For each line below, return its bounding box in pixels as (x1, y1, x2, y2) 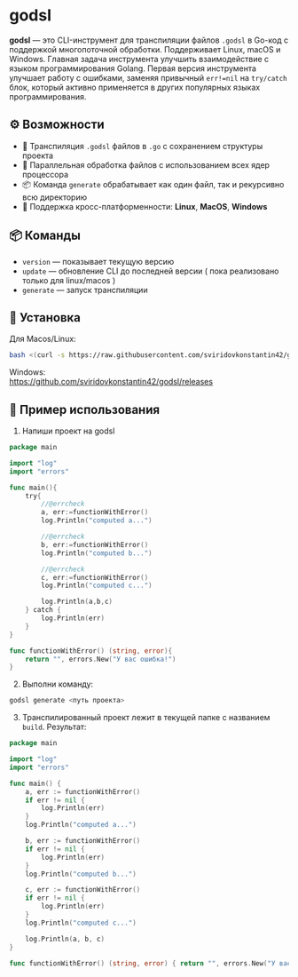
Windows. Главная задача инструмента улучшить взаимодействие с (9, 53, 270, 64)
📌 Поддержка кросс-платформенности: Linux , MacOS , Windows (21, 201, 268, 211)
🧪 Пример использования (9, 401, 161, 417)
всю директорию (21, 192, 87, 203)
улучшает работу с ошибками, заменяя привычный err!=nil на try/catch (9, 72, 288, 83)
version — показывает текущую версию (21, 256, 175, 266)
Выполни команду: (21, 679, 94, 689)
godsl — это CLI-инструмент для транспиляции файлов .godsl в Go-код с (9, 35, 289, 45)
